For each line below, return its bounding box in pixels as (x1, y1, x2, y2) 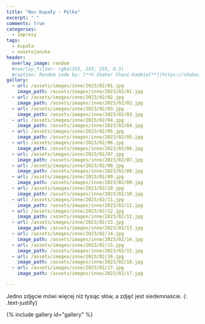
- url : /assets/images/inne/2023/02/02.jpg (12, 94, 124, 100)
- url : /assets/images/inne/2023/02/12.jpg (12, 208, 124, 214)
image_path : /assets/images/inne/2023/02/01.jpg (17, 89, 143, 95)
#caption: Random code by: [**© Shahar (12, 72, 113, 78)
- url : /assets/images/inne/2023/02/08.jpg (12, 163, 124, 169)
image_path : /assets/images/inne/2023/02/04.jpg (17, 123, 143, 129)
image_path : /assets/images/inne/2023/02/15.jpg (17, 248, 143, 254)
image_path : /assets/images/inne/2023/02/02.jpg (17, 100, 143, 106)
